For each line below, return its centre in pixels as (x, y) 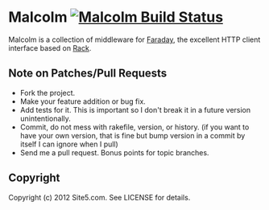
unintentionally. (45, 118)
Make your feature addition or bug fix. (83, 101)
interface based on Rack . (50, 47)
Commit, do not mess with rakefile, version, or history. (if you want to (134, 127)
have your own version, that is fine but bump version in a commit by (132, 135)
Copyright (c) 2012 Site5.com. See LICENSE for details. (99, 197)
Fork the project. (48, 93)
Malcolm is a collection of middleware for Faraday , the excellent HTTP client (134, 39)
